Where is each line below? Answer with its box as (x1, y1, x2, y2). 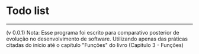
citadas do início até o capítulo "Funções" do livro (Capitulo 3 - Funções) (6, 41, 184, 48)
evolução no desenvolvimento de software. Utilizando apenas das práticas (6, 35, 188, 42)
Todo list (6, 4, 50, 18)
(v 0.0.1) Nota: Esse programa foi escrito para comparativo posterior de (6, 29, 179, 36)
